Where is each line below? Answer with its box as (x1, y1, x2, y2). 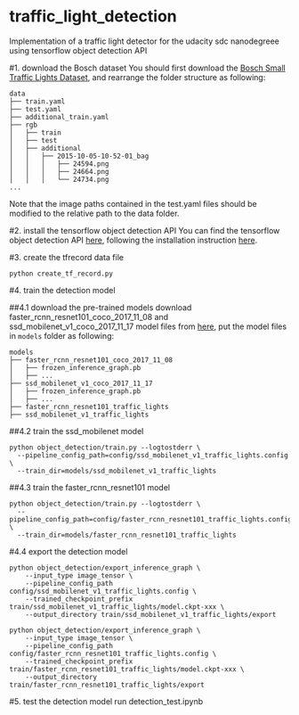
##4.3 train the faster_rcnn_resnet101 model (9, 481, 171, 492)
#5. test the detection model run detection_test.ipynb (9, 695, 203, 706)
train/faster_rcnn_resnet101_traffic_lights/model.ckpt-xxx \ (9, 664, 245, 674)
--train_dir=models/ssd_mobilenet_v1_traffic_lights (17, 466, 217, 475)
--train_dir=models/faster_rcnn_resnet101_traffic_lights (17, 530, 238, 539)
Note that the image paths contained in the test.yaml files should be (9, 198, 257, 209)
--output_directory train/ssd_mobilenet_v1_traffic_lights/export (25, 610, 277, 619)
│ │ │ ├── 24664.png (9, 167, 109, 176)
